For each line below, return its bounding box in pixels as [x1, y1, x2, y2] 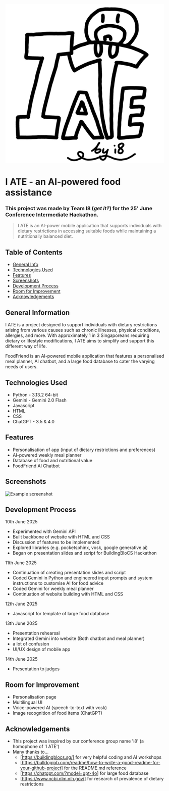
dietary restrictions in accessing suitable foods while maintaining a [17, 228, 156, 234]
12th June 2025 [5, 601, 38, 607]
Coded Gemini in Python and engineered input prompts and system [12, 575, 153, 581]
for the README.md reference [64, 765, 127, 771]
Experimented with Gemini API [12, 528, 76, 534]
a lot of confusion [12, 641, 49, 647]
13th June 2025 [5, 620, 38, 626]
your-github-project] [20, 765, 63, 771]
